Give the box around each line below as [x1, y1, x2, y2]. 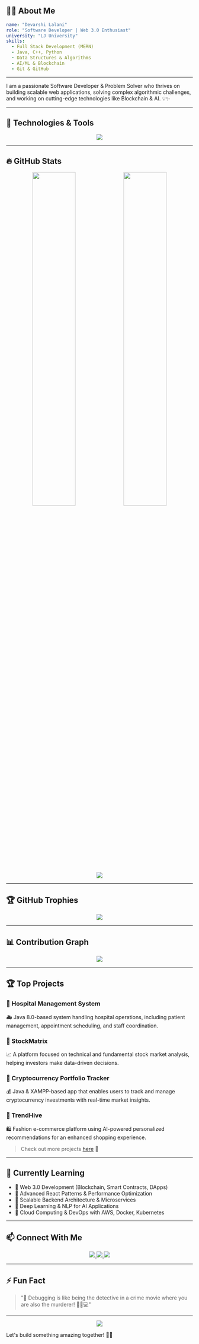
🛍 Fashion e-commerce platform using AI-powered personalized [6, 1125, 165, 1132]
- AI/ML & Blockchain [11, 60, 65, 66]
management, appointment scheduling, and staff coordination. [6, 1022, 159, 1029]
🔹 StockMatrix [6, 1037, 48, 1045]
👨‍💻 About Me [6, 6, 56, 16]
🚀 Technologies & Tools [6, 118, 94, 128]
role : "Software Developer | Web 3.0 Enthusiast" [6, 27, 131, 33]
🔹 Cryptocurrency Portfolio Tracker [6, 1074, 110, 1082]
